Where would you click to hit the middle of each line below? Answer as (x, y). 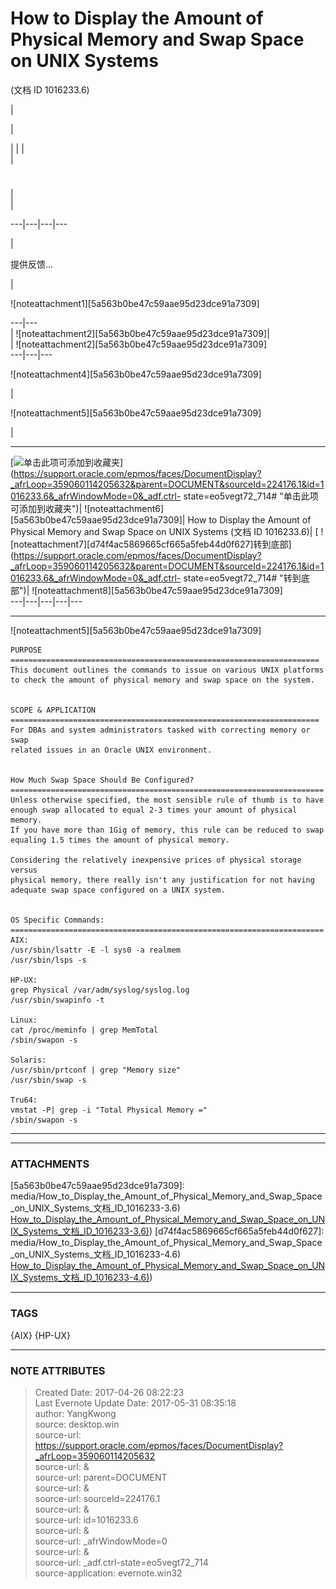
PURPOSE (26, 650)
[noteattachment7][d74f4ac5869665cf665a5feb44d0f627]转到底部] (151, 544)
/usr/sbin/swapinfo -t (57, 1000)
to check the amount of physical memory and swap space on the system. (162, 680)
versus (24, 870)
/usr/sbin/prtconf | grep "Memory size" (96, 1070)
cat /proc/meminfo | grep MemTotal (84, 1030)
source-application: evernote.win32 (108, 1573)
